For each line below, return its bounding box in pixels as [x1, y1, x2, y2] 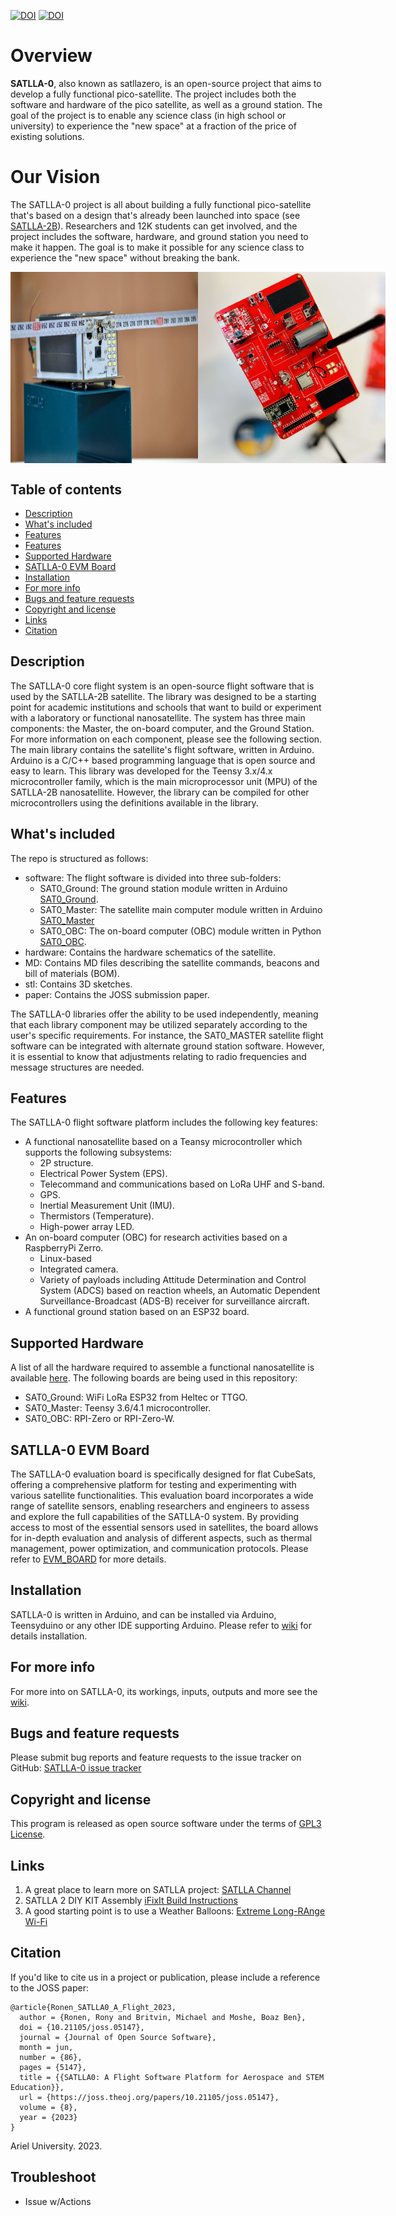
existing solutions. [10, 130, 85, 142]
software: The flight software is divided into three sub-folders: [24, 871, 282, 884]
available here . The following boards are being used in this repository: [10, 1372, 298, 1384]
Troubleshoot [10, 2169, 97, 2186]
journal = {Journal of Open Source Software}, [19, 2032, 217, 2042]
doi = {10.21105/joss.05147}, [19, 2022, 145, 2032]
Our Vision [10, 166, 101, 189]
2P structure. [39, 1157, 94, 1169]
